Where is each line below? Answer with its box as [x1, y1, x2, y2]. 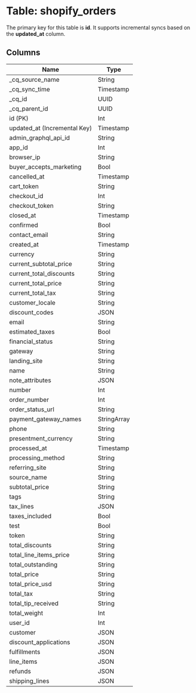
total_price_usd [9, 580, 52, 588]
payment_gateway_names [9, 415, 82, 423]
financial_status [9, 337, 53, 346]
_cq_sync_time [9, 85, 51, 93]
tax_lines [9, 502, 34, 510]
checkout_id [9, 192, 43, 200]
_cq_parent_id [9, 104, 49, 113]
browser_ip [9, 153, 41, 161]
